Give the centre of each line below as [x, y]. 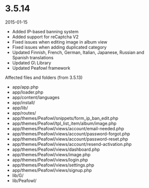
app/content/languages [36, 97]
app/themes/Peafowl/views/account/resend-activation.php [72, 144]
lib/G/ [18, 175]
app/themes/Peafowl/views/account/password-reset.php [70, 139]
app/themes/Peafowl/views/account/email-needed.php [68, 128]
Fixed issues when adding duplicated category [59, 47]
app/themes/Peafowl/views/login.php [50, 160]
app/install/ [24, 102]
